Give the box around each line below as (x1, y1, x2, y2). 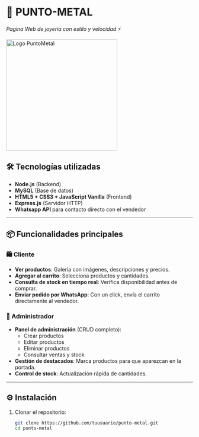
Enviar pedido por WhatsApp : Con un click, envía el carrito (14, 291, 161, 298)
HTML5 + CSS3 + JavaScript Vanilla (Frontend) (14, 193, 132, 200)
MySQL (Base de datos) (14, 187, 74, 194)
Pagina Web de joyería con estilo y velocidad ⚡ (6, 25, 121, 32)
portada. (14, 363, 36, 371)
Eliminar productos (23, 345, 70, 352)
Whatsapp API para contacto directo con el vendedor (14, 206, 146, 213)
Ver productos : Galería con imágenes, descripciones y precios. (14, 266, 170, 273)
